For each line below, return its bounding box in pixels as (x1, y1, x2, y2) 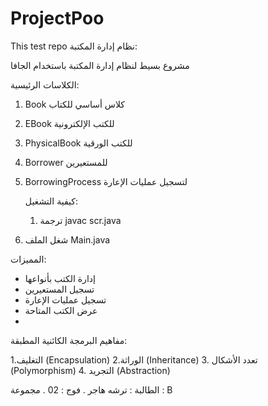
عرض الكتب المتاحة (24, 304, 98, 316)
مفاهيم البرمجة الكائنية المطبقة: (10, 334, 128, 346)
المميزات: (10, 253, 47, 265)
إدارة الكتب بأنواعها (24, 272, 96, 284)
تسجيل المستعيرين (24, 283, 95, 295)
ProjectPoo (10, 7, 105, 30)
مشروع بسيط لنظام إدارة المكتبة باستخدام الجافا (10, 59, 190, 71)
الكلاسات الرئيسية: (10, 78, 80, 91)
